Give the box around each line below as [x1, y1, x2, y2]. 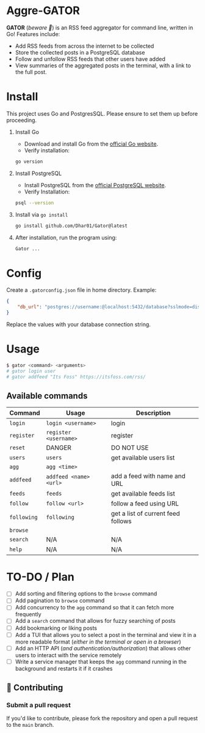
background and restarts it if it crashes [15, 664, 113, 672]
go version [15, 158, 43, 165]
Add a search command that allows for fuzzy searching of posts [15, 617, 176, 625]
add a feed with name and [110, 472, 186, 480]
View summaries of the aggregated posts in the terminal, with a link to [15, 62, 191, 69]
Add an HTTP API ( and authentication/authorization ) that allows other [15, 644, 191, 652]
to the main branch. [6, 721, 54, 729]
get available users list [110, 453, 175, 462]
